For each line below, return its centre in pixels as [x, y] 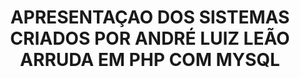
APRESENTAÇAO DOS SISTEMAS [150, 17]
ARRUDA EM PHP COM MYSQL [150, 60]
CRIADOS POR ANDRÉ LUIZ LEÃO [150, 38]
